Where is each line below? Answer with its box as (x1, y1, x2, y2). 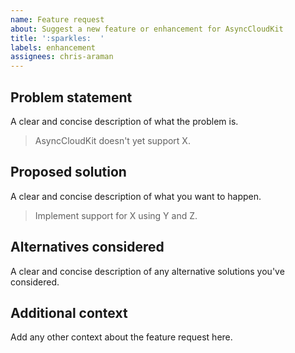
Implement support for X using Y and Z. (34, 209, 198, 221)
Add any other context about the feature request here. (10, 331, 233, 343)
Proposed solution (10, 164, 127, 181)
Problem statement (10, 89, 133, 106)
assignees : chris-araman (10, 52, 114, 62)
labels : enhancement (10, 42, 97, 53)
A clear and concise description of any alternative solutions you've (10, 265, 285, 277)
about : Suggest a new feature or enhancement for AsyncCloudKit (10, 24, 284, 34)
